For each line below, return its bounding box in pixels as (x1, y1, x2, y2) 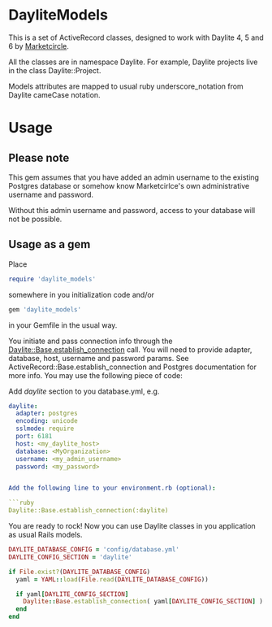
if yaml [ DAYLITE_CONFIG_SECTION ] (15, 590, 129, 599)
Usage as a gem (8, 237, 91, 251)
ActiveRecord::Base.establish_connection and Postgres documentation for (8, 362, 257, 372)
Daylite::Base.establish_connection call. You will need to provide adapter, (8, 344, 253, 355)
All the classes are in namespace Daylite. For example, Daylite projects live (8, 57, 258, 67)
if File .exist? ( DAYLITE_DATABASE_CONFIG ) (8, 568, 151, 576)
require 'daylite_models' (8, 275, 96, 283)
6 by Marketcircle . (8, 41, 69, 50)
